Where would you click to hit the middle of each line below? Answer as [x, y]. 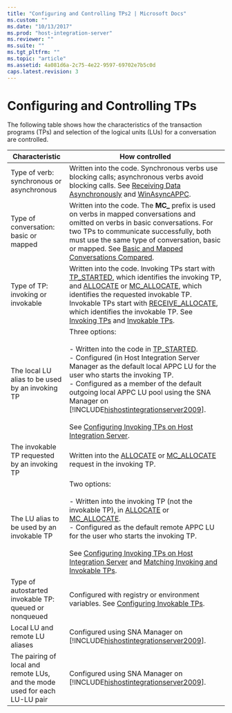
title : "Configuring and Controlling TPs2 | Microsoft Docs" [97, 13]
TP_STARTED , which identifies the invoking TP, [145, 278]
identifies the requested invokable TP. [130, 295]
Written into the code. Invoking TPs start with [142, 269]
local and [26, 665]
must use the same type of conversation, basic [145, 240]
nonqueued [29, 617]
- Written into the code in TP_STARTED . [133, 349]
